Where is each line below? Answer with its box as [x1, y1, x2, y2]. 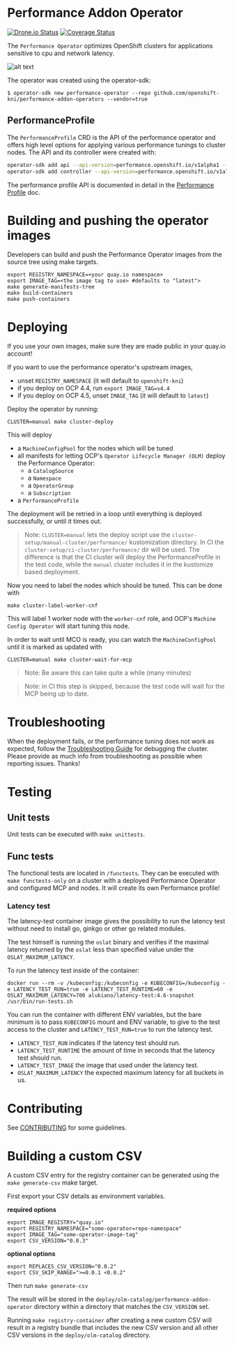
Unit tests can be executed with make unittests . [7, 830, 145, 839]
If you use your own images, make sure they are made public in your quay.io [7, 342, 226, 351]
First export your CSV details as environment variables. [7, 1192, 166, 1201]
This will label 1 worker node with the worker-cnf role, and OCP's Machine [7, 615, 216, 623]
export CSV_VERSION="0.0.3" [7, 1238, 89, 1245]
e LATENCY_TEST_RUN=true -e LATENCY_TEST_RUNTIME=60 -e [7, 986, 173, 993]
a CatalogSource [27, 467, 75, 475]
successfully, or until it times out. [7, 517, 102, 525]
